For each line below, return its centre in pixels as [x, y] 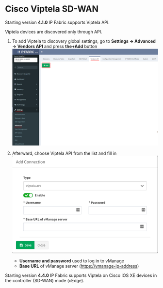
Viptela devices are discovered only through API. [54, 32]
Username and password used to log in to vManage [72, 261]
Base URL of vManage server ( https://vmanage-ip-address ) [79, 266]
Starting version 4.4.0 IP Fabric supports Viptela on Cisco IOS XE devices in [81, 275]
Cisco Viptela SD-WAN [52, 9]
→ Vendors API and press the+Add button [55, 46]
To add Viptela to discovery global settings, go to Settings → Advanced [84, 41]
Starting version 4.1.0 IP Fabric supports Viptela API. [57, 22]
